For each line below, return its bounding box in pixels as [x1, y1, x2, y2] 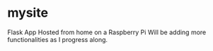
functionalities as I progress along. [7, 35, 108, 43]
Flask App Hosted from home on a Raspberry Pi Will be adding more [7, 28, 207, 36]
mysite [7, 5, 48, 21]
